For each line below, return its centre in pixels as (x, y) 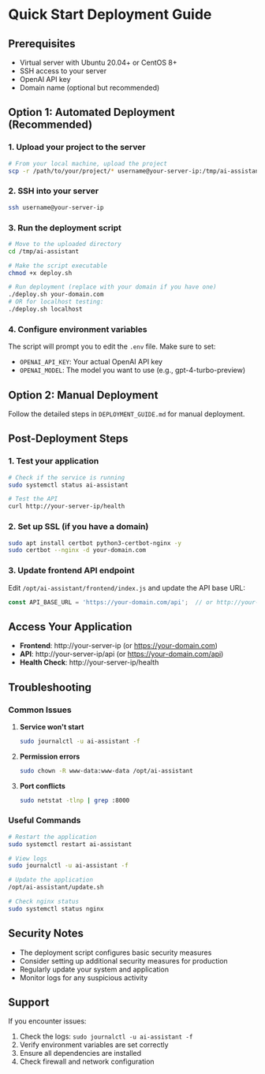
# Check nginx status (44, 902)
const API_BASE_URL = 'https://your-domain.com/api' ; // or (111, 602)
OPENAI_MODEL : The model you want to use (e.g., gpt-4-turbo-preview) (132, 370)
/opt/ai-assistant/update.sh (56, 888)
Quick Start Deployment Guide (110, 15)
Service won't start (52, 726)
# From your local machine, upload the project (88, 163)
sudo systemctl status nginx (56, 908)
